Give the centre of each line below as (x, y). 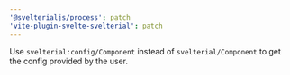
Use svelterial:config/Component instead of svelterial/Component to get (145, 51)
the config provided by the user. (69, 61)
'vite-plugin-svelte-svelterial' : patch (86, 26)
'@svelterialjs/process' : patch (70, 17)
